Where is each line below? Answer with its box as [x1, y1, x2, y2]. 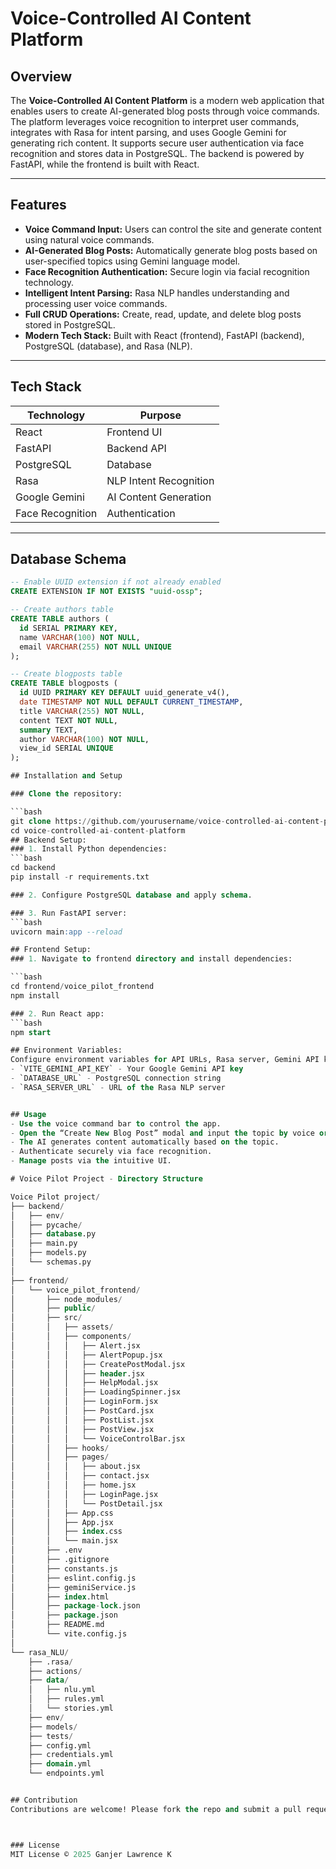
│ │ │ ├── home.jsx [10, 1480, 137, 1491]
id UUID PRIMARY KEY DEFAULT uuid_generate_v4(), [19, 688, 230, 698]
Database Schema [10, 551, 127, 568]
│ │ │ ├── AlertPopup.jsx [10, 1350, 163, 1360]
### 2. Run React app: [10, 1008, 105, 1019]
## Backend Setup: [10, 835, 87, 845]
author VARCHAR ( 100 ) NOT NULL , [19, 734, 150, 744]
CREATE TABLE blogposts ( [10, 678, 118, 689]
